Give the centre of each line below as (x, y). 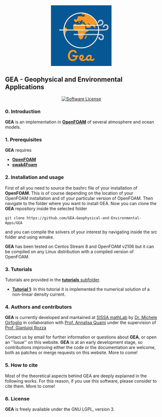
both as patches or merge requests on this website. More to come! (71, 353)
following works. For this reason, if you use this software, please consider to (81, 381)
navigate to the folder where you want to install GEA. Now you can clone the (81, 203)
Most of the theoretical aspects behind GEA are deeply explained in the (76, 376)
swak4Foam (25, 165)
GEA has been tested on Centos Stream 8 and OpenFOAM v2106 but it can (80, 246)
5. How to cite (21, 365)
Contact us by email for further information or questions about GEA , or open (81, 337)
